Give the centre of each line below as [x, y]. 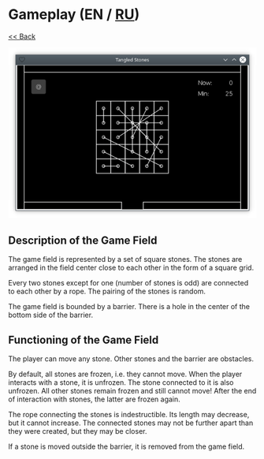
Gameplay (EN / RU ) [74, 15]
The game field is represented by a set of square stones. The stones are [125, 259]
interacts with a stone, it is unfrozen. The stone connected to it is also [121, 382]
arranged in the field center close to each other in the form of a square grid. [131, 268]
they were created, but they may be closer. [78, 431]
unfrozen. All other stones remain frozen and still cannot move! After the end [132, 391]
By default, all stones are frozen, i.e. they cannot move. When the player [125, 374]
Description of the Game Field [83, 240]
